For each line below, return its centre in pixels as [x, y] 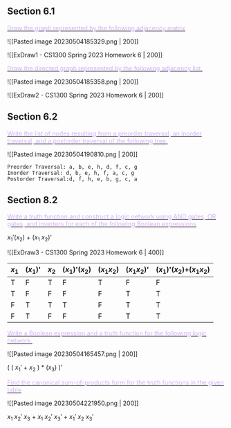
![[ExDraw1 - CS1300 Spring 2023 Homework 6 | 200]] [85, 55]
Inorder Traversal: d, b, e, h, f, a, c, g [71, 173]
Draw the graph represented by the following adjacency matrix [96, 28]
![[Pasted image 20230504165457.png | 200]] [73, 354]
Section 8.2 [33, 200]
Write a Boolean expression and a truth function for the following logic [107, 333]
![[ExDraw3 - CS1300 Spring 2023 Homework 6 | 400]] [86, 252]
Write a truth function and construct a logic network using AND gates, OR [112, 216]
